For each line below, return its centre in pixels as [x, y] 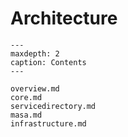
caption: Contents [48, 62]
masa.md [26, 115]
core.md [26, 97]
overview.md [35, 88]
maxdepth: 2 [35, 53]
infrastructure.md [48, 123]
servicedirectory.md [53, 106]
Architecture [64, 18]
